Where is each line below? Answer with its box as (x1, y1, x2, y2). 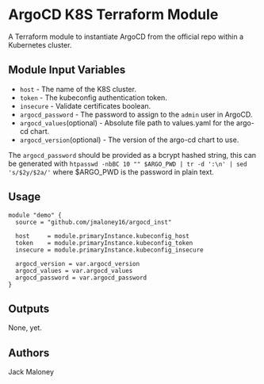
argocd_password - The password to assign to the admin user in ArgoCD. (19, 109, 253, 119)
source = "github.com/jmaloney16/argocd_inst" (15, 218, 172, 226)
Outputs (8, 301, 50, 315)
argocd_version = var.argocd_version (15, 259, 140, 267)
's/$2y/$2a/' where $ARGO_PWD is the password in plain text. (8, 167, 214, 176)
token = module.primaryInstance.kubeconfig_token (15, 239, 193, 247)
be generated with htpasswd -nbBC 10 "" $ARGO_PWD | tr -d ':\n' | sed (8, 159, 247, 168)
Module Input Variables (8, 63, 126, 77)
